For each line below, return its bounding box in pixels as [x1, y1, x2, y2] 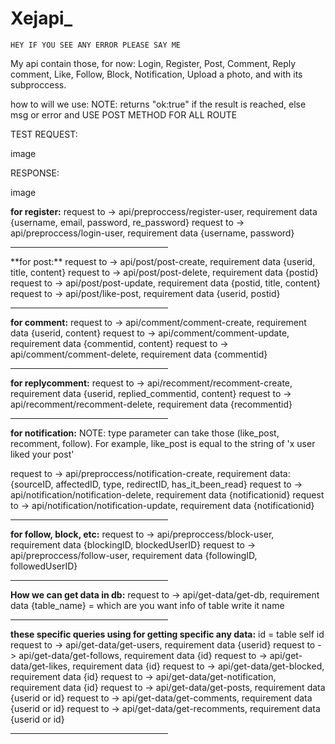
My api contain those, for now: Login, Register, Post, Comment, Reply [10, 57, 297, 69]
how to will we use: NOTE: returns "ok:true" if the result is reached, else [10, 98, 307, 110]
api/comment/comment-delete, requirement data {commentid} [10, 348, 268, 360]
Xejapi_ [10, 7, 73, 30]
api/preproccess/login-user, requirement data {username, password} [10, 227, 295, 239]
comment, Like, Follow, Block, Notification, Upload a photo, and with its [10, 68, 303, 80]
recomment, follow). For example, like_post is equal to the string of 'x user [10, 437, 316, 449]
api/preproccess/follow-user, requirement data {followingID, [10, 549, 258, 561]
